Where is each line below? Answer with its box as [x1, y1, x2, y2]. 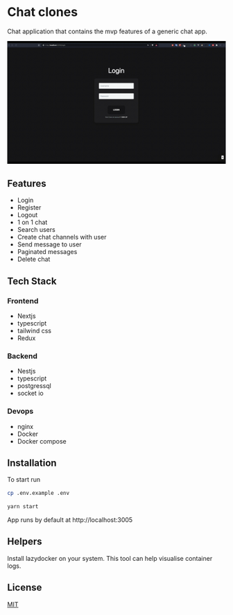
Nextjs [17, 312, 36, 320]
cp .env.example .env [7, 490, 70, 497]
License [7, 582, 42, 593]
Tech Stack [7, 275, 57, 287]
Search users [17, 226, 55, 234]
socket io [17, 389, 44, 398]
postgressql [17, 382, 52, 390]
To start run [7, 475, 41, 484]
